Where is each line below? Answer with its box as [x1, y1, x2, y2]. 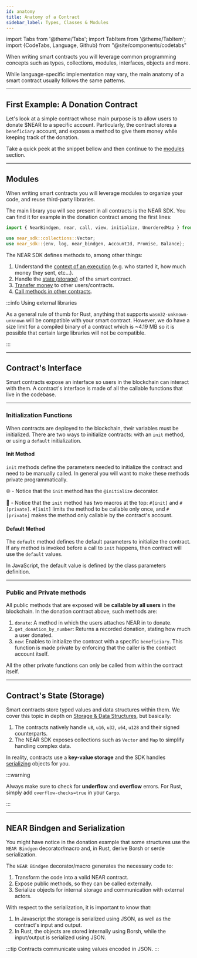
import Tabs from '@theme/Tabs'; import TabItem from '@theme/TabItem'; [6, 36, 186, 43]
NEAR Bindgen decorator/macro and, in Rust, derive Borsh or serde [6, 845, 165, 852]
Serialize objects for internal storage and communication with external [14, 886, 185, 893]
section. [6, 151, 26, 158]
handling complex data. [14, 743, 72, 750]
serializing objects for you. [6, 760, 70, 767]
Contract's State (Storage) [6, 690, 104, 700]
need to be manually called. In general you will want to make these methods [6, 470, 189, 477]
